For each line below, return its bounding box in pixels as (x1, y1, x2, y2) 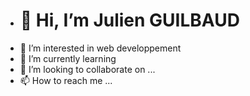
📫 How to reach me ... (19, 74, 113, 86)
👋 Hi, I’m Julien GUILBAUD (19, 9, 240, 32)
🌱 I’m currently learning (19, 52, 117, 64)
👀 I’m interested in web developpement (19, 42, 182, 54)
